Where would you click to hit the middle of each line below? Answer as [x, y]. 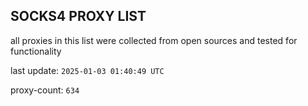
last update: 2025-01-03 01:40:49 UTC [87, 70]
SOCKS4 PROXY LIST [78, 16]
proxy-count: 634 [45, 90]
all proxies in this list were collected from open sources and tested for [154, 40]
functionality [36, 51]
